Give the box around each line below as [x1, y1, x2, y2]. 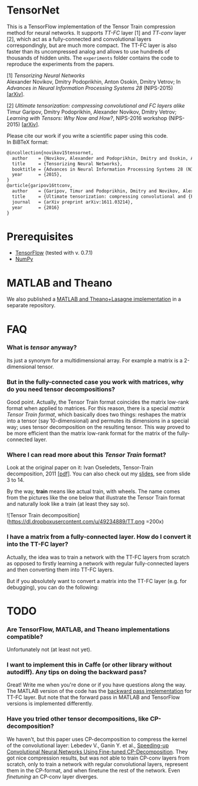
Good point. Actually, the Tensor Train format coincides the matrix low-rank [6, 398, 190, 406]
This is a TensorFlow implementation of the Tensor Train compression [6, 23, 176, 30]
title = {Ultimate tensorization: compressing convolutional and [12, 194, 186, 199]
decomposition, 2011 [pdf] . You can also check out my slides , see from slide [6, 470, 190, 477]
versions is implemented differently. [6, 700, 93, 707]
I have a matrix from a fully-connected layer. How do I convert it [6, 533, 192, 541]
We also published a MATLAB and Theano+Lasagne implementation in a [6, 295, 182, 303]
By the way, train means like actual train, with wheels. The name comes [6, 488, 180, 495]
